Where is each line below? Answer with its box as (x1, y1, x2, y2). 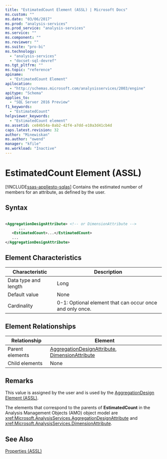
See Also (5, 435, 33, 443)
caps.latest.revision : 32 (5, 127, 59, 132)
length (7, 283, 23, 290)
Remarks (5, 376, 34, 385)
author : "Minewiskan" (5, 132, 50, 137)
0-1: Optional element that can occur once (57, 299, 158, 306)
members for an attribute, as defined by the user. (5, 189, 106, 195)
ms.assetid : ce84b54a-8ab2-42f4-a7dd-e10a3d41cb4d (5, 123, 112, 128)
